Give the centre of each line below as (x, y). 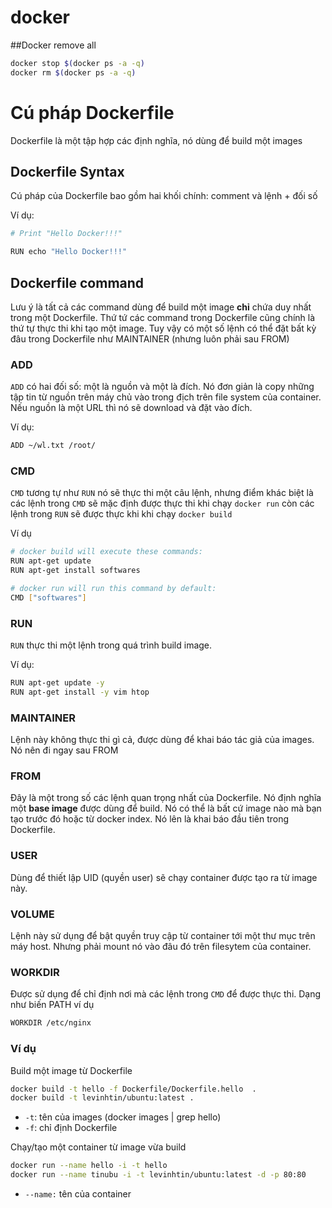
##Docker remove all (53, 45)
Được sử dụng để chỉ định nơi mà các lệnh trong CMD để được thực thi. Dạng (166, 994)
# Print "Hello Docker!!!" (66, 234)
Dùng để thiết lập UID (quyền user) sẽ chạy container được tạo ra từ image (164, 877)
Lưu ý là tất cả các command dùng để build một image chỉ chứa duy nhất (161, 307)
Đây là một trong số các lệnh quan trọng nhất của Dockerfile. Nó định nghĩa (166, 798)
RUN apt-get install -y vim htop (80, 692)
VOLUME (32, 914)
